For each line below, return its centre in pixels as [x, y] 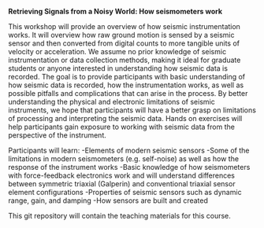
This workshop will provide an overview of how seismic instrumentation [124, 26]
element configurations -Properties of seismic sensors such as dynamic [125, 192]
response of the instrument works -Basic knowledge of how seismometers [129, 167]
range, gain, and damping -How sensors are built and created [108, 200]
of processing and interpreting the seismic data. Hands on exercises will [125, 118]
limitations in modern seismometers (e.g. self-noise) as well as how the [123, 159]
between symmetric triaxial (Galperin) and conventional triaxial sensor [122, 184]
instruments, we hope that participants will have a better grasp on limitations [132, 110]
